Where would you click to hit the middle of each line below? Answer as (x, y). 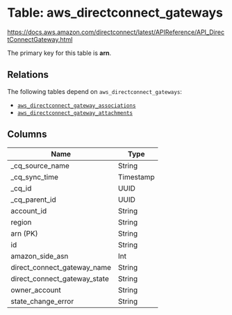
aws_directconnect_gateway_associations (76, 106)
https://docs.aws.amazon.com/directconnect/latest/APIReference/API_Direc (116, 32)
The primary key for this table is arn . (59, 53)
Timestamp (136, 177)
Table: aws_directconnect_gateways (115, 13)
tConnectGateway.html (40, 39)
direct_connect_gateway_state (60, 278)
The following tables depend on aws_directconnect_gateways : (95, 91)
